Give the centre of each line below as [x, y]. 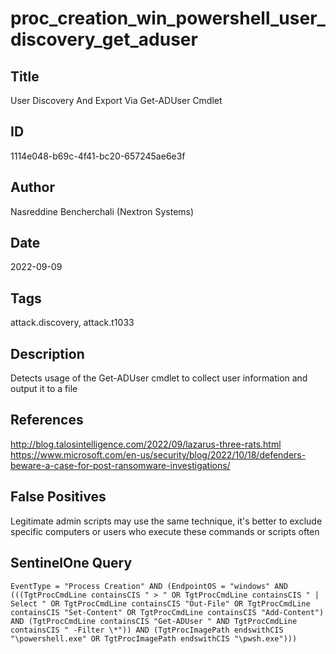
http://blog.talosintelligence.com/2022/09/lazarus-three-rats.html [146, 444]
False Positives [58, 497]
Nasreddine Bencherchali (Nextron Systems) [102, 211]
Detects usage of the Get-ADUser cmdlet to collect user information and [159, 378]
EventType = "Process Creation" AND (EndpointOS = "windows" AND [149, 586]
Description [47, 353]
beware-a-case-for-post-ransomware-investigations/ [120, 465]
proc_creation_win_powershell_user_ [168, 18]
